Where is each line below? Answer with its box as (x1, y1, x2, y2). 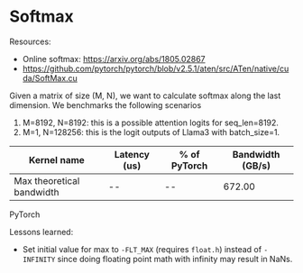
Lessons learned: (9, 226, 74, 237)
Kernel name (28, 153, 86, 166)
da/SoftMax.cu (22, 72, 78, 83)
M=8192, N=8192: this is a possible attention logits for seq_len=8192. (22, 117, 280, 128)
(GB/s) (242, 159, 271, 172)
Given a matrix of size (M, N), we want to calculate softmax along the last (9, 90, 281, 101)
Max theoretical (14, 174, 80, 187)
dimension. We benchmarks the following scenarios (9, 99, 202, 110)
